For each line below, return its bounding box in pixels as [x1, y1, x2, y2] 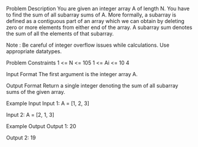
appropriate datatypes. [6, 48, 62, 55]
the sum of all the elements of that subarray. [6, 30, 114, 37]
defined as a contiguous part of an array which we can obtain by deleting [6, 18, 185, 24]
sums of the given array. [6, 89, 66, 95]
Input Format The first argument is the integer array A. [6, 71, 138, 77]
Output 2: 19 [6, 134, 36, 141]
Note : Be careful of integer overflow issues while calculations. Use [6, 41, 170, 48]
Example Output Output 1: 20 [6, 123, 77, 129]
